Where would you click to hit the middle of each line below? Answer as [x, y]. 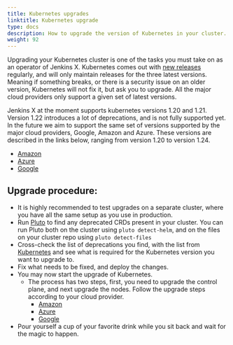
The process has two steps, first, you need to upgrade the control [122, 281]
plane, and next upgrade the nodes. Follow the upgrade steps [116, 289]
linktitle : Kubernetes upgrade [53, 20]
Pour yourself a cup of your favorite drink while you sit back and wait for [121, 326]
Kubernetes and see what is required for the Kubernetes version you [116, 252]
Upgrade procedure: [52, 191]
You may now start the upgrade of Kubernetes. [85, 274]
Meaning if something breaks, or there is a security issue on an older [106, 82]
